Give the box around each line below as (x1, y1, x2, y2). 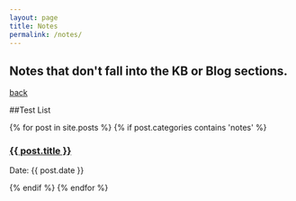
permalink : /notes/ (9, 30, 83, 39)
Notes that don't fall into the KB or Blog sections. (9, 63, 288, 78)
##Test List (9, 105, 51, 115)
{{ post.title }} (9, 145, 72, 158)
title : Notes (9, 22, 58, 31)
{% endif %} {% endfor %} (9, 182, 109, 194)
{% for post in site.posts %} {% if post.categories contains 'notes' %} (9, 123, 267, 133)
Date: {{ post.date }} (9, 165, 85, 176)
